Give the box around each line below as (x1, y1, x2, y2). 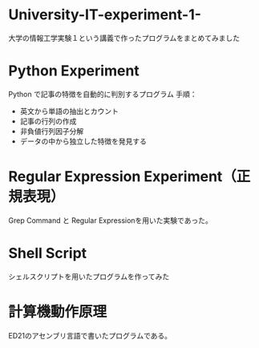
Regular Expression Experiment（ (8, 168, 237, 186)
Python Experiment (8, 62, 140, 80)
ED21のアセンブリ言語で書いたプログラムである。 (8, 330, 172, 340)
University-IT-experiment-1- (8, 6, 202, 24)
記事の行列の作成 (19, 116, 77, 126)
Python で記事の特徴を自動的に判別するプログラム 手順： (8, 89, 197, 99)
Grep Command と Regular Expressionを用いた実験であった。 (8, 215, 212, 225)
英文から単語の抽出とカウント (19, 106, 119, 115)
